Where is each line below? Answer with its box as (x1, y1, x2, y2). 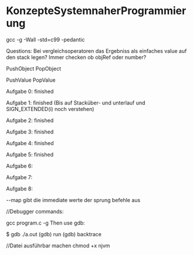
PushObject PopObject (6, 65, 62, 72)
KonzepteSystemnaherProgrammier (6, 4, 187, 18)
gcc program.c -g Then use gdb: (6, 219, 85, 226)
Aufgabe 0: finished (6, 88, 54, 95)
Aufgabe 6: (6, 162, 33, 169)
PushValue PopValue (6, 76, 56, 83)
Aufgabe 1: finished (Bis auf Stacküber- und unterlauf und (6, 99, 145, 106)
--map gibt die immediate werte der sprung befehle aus (6, 196, 141, 203)
